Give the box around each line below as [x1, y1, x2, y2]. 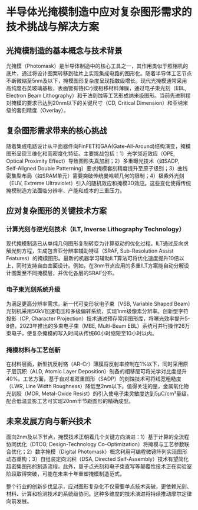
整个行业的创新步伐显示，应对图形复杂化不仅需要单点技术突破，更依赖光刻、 [6, 483, 192, 490]
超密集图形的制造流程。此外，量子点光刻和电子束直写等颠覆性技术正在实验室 [6, 463, 192, 470]
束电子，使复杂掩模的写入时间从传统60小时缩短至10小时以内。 [6, 330, 158, 337]
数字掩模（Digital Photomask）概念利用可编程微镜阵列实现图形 [35, 448, 187, 455]
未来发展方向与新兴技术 [6, 417, 91, 427]
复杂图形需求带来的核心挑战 [6, 125, 107, 136]
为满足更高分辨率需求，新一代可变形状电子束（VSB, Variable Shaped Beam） [6, 300, 191, 307]
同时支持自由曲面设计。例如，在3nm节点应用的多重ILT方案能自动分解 [16, 262, 184, 269]
